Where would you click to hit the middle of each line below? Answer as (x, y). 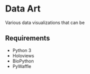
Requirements (27, 38)
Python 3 (22, 50)
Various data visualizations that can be (45, 22)
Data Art (23, 9)
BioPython (23, 61)
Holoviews (23, 55)
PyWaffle (22, 66)
